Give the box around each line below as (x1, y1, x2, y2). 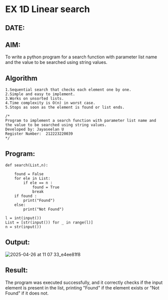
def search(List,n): (5, 163, 49, 168)
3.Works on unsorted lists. (5, 96, 64, 101)
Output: (5, 238, 30, 247)
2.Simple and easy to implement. (5, 92, 75, 97)
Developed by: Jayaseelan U (5, 127, 64, 132)
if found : (14, 194, 37, 199)
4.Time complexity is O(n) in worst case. (5, 101, 96, 106)
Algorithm (5, 74, 38, 83)
